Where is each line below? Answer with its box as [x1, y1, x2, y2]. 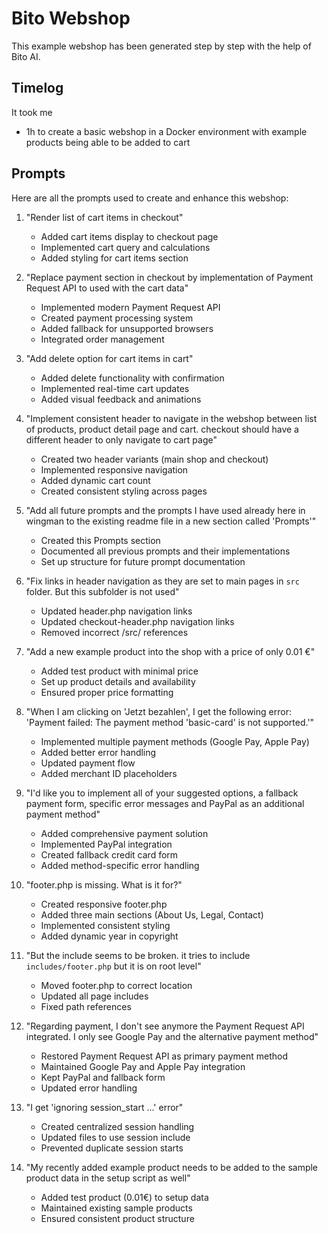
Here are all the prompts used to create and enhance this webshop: [11, 192, 289, 204]
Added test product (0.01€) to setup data [40, 1191, 209, 1203]
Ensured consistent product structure [40, 1212, 195, 1224]
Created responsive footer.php [40, 898, 168, 910]
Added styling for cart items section [40, 252, 189, 264]
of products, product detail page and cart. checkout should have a [25, 423, 299, 435]
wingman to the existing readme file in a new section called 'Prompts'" [25, 515, 317, 527]
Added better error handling [40, 746, 157, 758]
